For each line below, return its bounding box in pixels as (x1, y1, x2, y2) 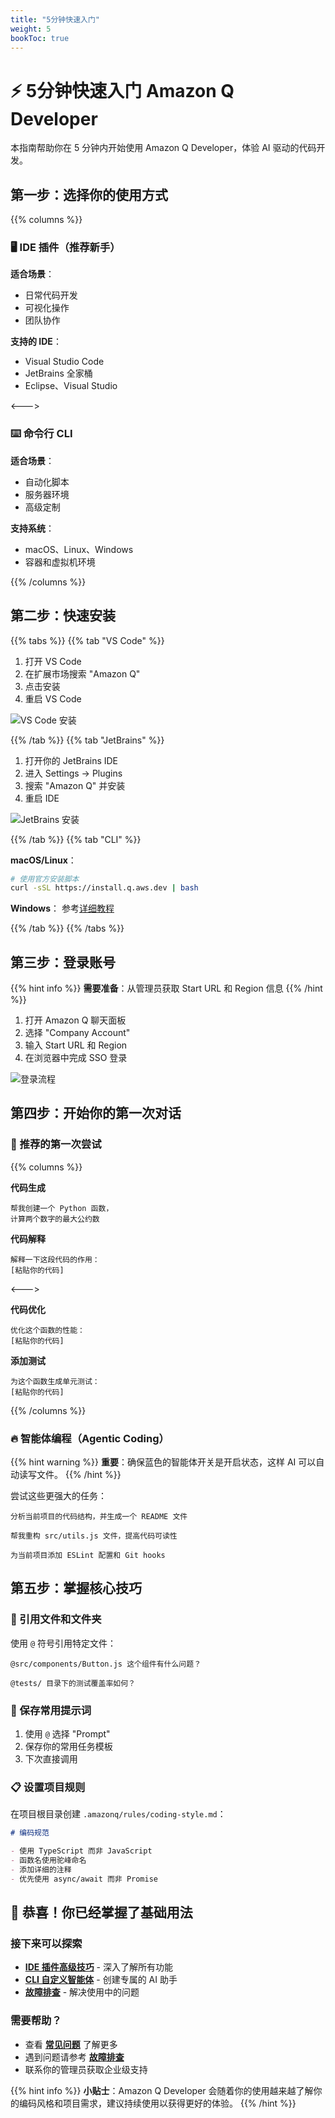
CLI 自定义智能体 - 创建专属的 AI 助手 (24, 1974, 178, 1986)
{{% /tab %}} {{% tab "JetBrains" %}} (10, 734, 165, 746)
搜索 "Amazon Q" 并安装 (24, 779, 126, 791)
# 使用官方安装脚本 (10, 874, 80, 884)
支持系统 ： (10, 522, 55, 534)
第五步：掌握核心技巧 (10, 1580, 142, 1597)
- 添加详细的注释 (10, 1864, 72, 1875)
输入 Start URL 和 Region (24, 1039, 128, 1051)
